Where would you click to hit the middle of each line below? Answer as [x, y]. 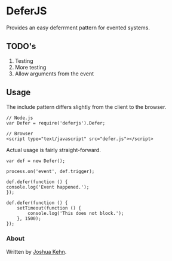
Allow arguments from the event [54, 74]
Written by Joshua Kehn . [36, 251]
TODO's [21, 46]
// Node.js [20, 118]
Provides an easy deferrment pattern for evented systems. [78, 28]
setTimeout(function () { [49, 208]
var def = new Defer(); [36, 161]
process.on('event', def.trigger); [50, 171]
